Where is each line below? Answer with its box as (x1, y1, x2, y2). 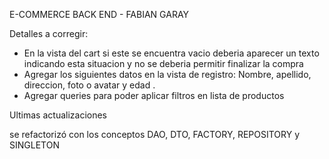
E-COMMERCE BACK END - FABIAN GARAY (9, 9, 190, 20)
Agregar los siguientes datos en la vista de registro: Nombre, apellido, (23, 69, 312, 80)
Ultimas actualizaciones (9, 109, 107, 121)
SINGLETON (9, 139, 60, 151)
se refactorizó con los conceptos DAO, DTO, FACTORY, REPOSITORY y (9, 129, 301, 140)
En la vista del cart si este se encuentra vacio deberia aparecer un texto (23, 47, 320, 59)
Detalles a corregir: (9, 28, 89, 39)
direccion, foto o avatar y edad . (23, 79, 156, 91)
